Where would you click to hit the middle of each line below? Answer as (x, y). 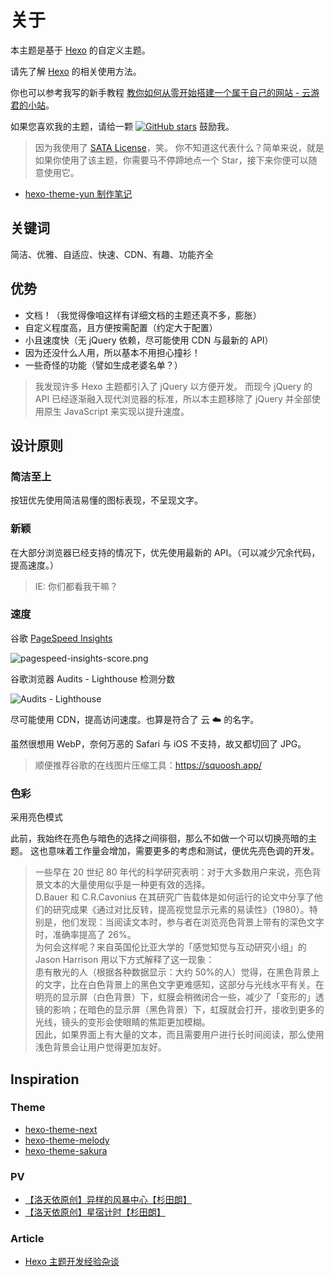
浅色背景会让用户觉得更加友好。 (100, 1047)
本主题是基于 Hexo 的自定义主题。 (80, 50)
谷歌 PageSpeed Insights (61, 638)
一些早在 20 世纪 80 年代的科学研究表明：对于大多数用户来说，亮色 (173, 872)
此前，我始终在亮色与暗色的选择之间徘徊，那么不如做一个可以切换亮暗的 (159, 838)
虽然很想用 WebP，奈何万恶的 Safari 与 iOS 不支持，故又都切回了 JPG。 (158, 743)
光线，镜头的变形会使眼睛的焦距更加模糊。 (122, 1022)
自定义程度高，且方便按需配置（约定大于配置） (121, 327)
